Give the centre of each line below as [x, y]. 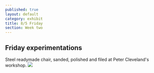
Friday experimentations [44, 48]
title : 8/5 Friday [24, 23]
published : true [22, 10]
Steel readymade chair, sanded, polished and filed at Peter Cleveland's [77, 59]
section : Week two [24, 28]
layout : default [22, 14]
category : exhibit [24, 19]
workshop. [16, 65]
